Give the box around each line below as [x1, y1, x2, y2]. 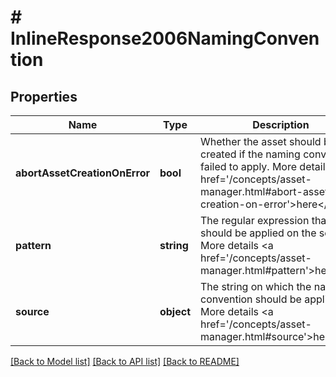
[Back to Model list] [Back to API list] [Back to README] [10, 356, 240, 367]
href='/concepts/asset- [200, 172, 312, 186]
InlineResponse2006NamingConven [10, 27, 320, 50]
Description [252, 118, 310, 131]
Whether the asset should [200, 135, 322, 148]
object [159, 305, 191, 318]
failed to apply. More [200, 160, 298, 173]
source [15, 305, 50, 318]
